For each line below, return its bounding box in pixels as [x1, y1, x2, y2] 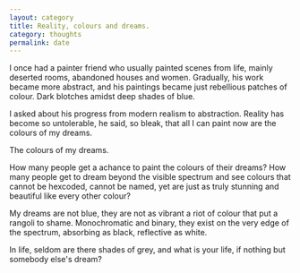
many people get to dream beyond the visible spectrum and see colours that [9, 172, 291, 183]
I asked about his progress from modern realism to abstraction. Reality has [9, 108, 285, 119]
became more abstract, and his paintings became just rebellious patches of [9, 81, 288, 92]
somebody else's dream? [9, 254, 103, 265]
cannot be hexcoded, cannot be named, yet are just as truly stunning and [9, 181, 279, 192]
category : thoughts [9, 30, 82, 38]
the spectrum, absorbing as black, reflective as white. [9, 227, 208, 238]
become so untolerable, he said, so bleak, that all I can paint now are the [9, 118, 277, 129]
